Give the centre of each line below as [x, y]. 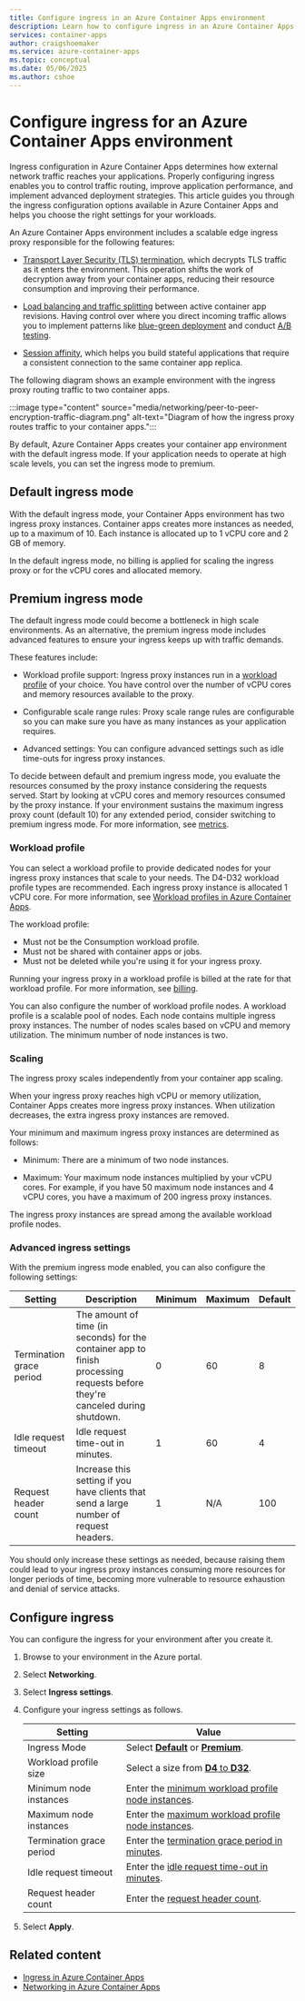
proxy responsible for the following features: [92, 242]
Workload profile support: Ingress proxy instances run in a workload [150, 675]
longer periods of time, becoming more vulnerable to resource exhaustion [148, 1579]
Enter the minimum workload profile [202, 1788]
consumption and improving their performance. [111, 288]
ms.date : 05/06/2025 [49, 69]
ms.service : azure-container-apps [75, 52]
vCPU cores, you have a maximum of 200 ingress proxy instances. [147, 1197]
